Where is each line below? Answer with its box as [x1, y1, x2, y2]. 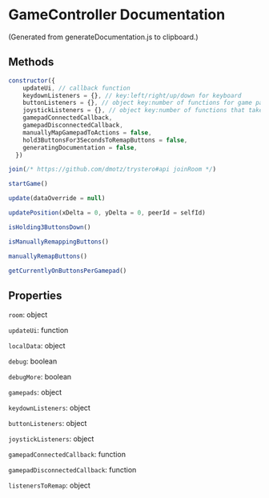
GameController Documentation [8, 6, 226, 24]
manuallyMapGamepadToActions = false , [22, 128, 152, 137]
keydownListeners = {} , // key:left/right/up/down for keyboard [22, 91, 242, 99]
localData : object [8, 341, 66, 351]
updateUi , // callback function [22, 84, 130, 92]
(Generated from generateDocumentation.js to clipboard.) [8, 32, 199, 42]
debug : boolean [8, 356, 58, 366]
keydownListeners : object [8, 403, 90, 413]
